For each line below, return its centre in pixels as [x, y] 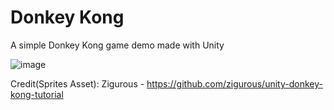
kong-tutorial [37, 94]
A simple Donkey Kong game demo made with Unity [117, 45]
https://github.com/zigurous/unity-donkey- [234, 83]
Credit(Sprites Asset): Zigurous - [77, 83]
